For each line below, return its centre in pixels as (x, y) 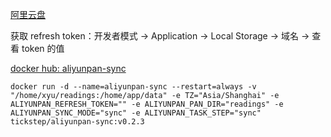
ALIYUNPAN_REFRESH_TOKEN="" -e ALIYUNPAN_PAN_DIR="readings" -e (147, 104)
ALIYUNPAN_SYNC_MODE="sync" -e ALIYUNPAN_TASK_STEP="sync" (136, 113)
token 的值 (43, 48)
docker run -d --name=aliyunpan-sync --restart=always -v (133, 87)
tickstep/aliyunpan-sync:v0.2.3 (77, 122)
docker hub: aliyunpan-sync (68, 68)
